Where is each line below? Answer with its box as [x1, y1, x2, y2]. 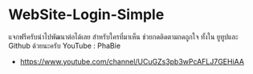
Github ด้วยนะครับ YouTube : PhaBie [8, 41, 121, 50]
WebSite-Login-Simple [8, 6, 165, 24]
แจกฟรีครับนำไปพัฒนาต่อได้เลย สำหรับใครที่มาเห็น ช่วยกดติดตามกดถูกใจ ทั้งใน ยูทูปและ [8, 32, 239, 41]
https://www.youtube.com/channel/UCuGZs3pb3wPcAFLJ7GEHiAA [19, 56, 245, 66]
